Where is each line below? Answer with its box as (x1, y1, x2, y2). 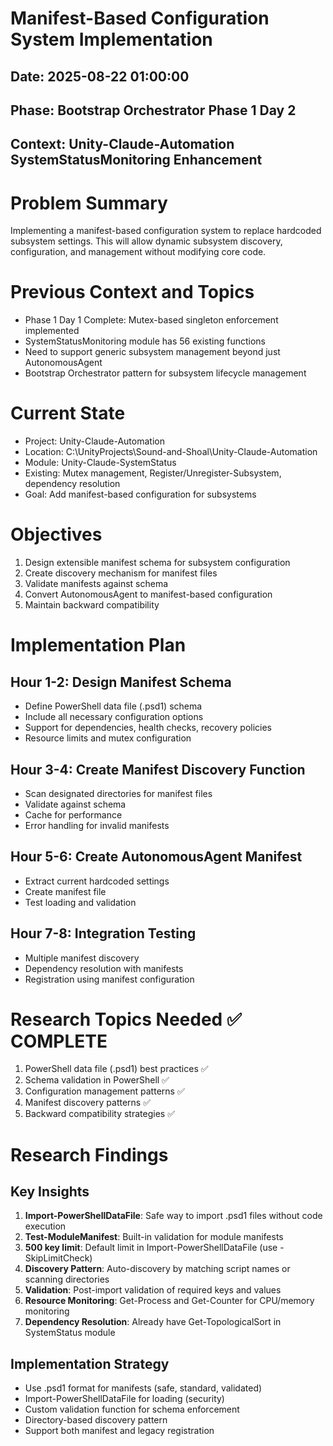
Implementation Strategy (10, 1355, 170, 1372)
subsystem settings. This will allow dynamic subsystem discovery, (10, 235, 283, 247)
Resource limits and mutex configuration (24, 732, 192, 744)
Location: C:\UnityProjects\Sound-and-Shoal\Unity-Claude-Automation (24, 446, 318, 458)
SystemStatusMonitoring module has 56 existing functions (24, 335, 266, 347)
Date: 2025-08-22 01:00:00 (10, 68, 190, 85)
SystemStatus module (24, 1327, 116, 1339)
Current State (10, 402, 126, 425)
